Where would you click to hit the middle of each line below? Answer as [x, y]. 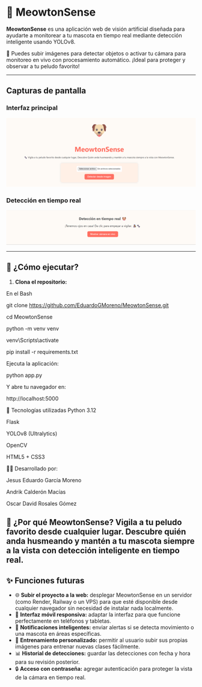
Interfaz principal [32, 108]
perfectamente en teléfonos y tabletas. [63, 621]
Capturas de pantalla [46, 91]
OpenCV [17, 445]
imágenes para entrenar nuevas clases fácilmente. [77, 647]
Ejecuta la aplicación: [32, 363]
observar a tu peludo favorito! [43, 66]
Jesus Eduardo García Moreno [44, 480]
